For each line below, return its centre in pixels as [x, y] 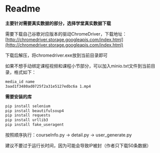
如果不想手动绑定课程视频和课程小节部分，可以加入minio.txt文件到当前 [78, 66]
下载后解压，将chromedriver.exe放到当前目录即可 [57, 55]
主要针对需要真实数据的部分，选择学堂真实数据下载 [58, 23]
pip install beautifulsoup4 [35, 111]
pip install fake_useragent [35, 125]
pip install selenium [28, 106]
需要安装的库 [18, 96]
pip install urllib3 [27, 120]
